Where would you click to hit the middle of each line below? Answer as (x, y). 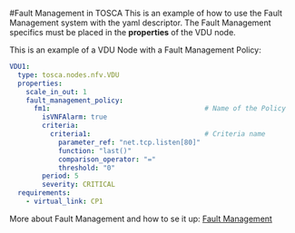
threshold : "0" (87, 168)
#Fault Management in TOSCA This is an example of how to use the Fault (146, 13)
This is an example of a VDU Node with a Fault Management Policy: (135, 50)
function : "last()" (94, 150)
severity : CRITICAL (79, 185)
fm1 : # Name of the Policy (159, 109)
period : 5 (60, 176)
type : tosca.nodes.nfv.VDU (69, 75)
